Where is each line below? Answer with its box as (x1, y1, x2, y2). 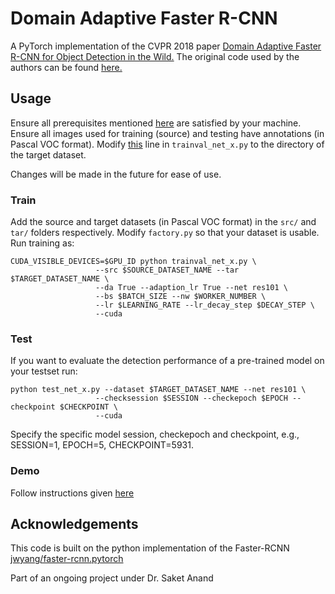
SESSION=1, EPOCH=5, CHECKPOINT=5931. (10, 439, 194, 451)
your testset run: (10, 365, 78, 377)
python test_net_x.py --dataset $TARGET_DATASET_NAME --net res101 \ (10, 385, 307, 395)
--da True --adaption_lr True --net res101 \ (95, 283, 288, 293)
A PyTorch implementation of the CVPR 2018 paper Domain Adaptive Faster (10, 40, 322, 52)
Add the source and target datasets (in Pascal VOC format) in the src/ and (10, 216, 317, 228)
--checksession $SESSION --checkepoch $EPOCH (95, 393, 288, 404)
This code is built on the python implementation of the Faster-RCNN (10, 542, 290, 554)
